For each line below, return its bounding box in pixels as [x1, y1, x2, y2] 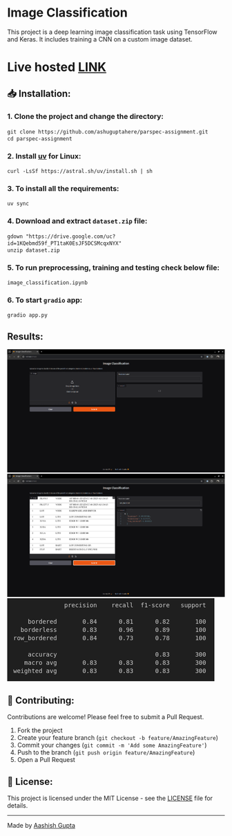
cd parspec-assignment [7, 135, 72, 142]
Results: [7, 331, 43, 342]
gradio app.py [7, 312, 48, 319]
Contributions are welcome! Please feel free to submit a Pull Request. [7, 713, 204, 721]
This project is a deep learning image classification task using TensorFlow [7, 28, 217, 36]
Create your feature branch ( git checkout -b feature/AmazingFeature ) [17, 734, 219, 742]
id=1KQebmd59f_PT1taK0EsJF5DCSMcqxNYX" [7, 240, 122, 247]
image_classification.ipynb [7, 279, 88, 286]
